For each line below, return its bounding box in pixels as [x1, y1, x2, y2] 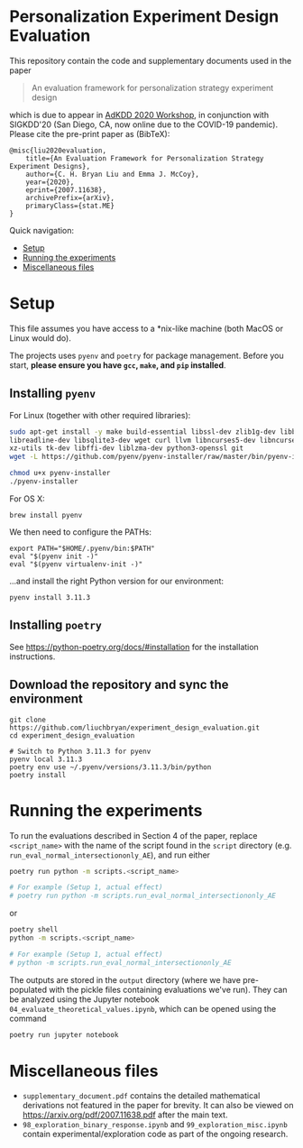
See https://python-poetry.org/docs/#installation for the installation [9, 641, 259, 652]
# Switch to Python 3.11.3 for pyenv [9, 747, 151, 756]
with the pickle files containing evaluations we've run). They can [49, 984, 288, 995]
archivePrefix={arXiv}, [25, 193, 115, 202]
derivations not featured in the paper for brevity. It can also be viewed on [22, 1100, 294, 1111]
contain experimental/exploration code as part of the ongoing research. [22, 1129, 289, 1140]
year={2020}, [25, 178, 75, 187]
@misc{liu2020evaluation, [9, 146, 106, 155]
